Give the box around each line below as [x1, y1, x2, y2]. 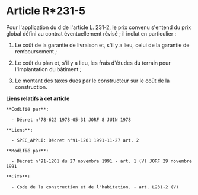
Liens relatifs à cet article [6, 95, 70, 102]
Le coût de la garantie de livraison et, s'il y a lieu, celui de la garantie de [14, 41, 190, 49]
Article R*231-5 [6, 4, 86, 18]
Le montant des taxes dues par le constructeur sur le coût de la [14, 77, 170, 84]
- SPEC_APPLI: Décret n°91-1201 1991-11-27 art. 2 [11, 138, 139, 143]
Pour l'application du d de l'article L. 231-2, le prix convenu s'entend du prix [6, 24, 191, 31]
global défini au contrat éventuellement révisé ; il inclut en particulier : [6, 30, 177, 37]
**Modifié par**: [6, 148, 49, 154]
